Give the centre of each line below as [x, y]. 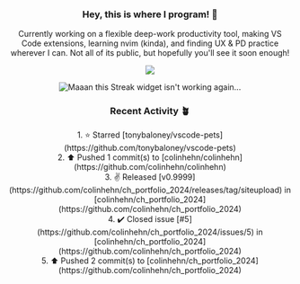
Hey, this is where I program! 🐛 [150, 14]
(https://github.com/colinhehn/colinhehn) [150, 166]
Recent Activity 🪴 [150, 111]
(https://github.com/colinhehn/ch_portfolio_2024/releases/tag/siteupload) [146, 190]
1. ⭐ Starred [98, 135]
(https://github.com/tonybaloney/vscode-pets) [150, 147]
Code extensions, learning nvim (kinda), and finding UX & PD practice [150, 43]
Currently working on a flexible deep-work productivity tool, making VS [150, 34]
